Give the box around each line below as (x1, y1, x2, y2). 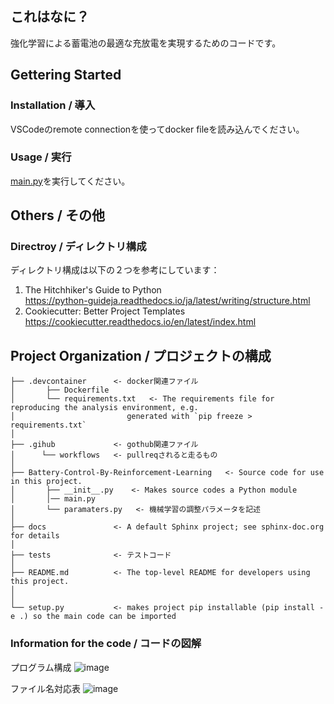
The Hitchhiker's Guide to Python (24, 284, 162, 296)
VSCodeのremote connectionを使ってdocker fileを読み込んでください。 (10, 123, 305, 135)
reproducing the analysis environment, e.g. (10, 403, 199, 413)
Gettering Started (10, 67, 122, 84)
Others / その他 (10, 207, 105, 224)
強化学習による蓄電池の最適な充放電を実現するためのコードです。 (10, 37, 282, 49)
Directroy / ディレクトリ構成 (10, 240, 147, 254)
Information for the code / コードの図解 (10, 637, 202, 651)
